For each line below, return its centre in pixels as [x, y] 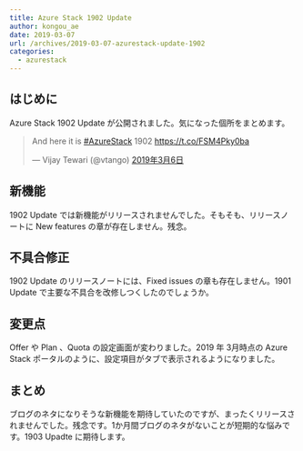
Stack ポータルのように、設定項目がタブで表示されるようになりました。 [145, 359]
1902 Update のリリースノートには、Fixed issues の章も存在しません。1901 [151, 281]
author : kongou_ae [44, 26]
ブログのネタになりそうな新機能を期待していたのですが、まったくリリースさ [152, 414]
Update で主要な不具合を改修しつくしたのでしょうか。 [111, 293]
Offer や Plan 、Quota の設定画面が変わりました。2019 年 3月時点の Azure [149, 347]
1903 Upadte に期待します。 [77, 436]
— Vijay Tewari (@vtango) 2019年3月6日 [107, 159]
